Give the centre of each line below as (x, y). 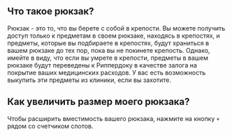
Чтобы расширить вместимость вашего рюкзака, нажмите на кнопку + (114, 118)
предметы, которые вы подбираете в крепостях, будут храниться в (108, 43)
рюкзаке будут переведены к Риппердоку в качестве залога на (102, 65)
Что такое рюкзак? (51, 11)
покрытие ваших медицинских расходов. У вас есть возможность (107, 72)
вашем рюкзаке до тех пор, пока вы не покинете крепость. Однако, (109, 50)
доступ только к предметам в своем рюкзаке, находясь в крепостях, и (114, 35)
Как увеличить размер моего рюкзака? (99, 102)
